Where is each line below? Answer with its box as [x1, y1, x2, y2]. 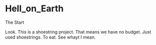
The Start [5, 19, 24, 25]
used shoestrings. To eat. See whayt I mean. [5, 34, 96, 40]
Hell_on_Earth [5, 3, 64, 14]
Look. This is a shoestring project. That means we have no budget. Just [5, 29, 152, 35]
